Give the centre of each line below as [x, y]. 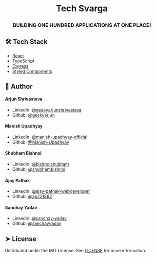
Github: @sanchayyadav [37, 223]
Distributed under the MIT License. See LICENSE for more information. [76, 251]
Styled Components [32, 71]
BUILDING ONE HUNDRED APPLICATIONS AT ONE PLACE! [82, 25]
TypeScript [23, 61]
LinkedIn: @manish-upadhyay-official [50, 137]
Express [20, 66]
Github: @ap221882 [32, 196]
